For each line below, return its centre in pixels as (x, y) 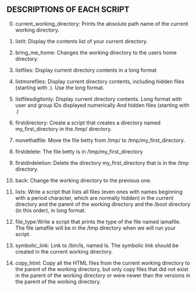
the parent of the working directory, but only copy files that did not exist (102, 269)
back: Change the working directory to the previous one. (83, 180)
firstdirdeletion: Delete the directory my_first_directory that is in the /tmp (102, 162)
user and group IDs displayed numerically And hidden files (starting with (102, 105)
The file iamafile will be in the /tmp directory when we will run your (95, 228)
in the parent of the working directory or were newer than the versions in (103, 275)
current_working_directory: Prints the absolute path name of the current (102, 23)
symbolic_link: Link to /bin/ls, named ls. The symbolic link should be (97, 245)
